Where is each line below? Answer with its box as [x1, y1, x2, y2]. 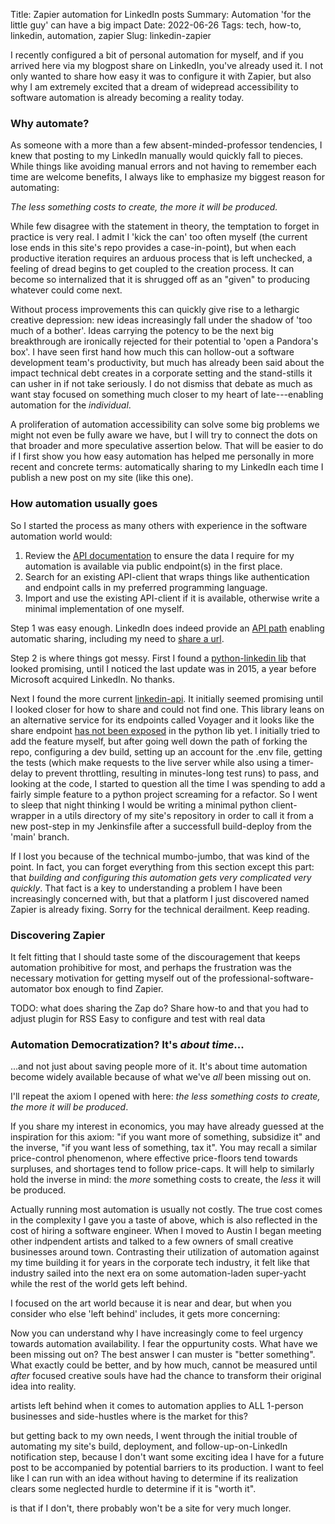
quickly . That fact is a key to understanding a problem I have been [10, 882, 283, 894]
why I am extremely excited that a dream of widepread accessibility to [10, 81, 299, 93]
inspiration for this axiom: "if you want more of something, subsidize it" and [10, 1131, 321, 1143]
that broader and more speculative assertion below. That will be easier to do [10, 440, 324, 452]
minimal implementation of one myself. [24, 602, 185, 614]
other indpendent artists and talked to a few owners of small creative [10, 1235, 294, 1248]
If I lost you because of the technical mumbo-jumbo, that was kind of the [10, 850, 310, 862]
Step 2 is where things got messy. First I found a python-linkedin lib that [10, 652, 307, 664]
